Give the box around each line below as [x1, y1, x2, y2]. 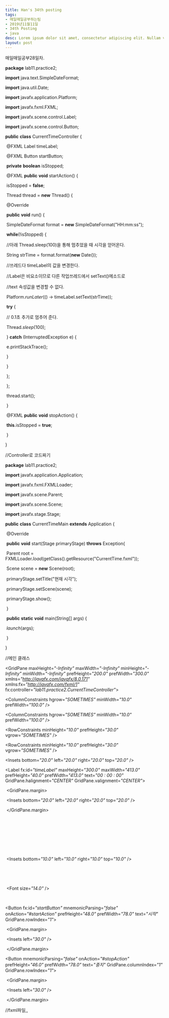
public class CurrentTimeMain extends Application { [5, 521, 115, 527]
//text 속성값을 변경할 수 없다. [6, 283, 64, 289]
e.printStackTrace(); [6, 344, 48, 350]
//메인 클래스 [5, 655, 30, 661]
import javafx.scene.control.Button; [5, 123, 79, 129]
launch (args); [6, 625, 35, 631]
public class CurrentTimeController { [5, 133, 82, 139]
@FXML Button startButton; [6, 153, 64, 159]
